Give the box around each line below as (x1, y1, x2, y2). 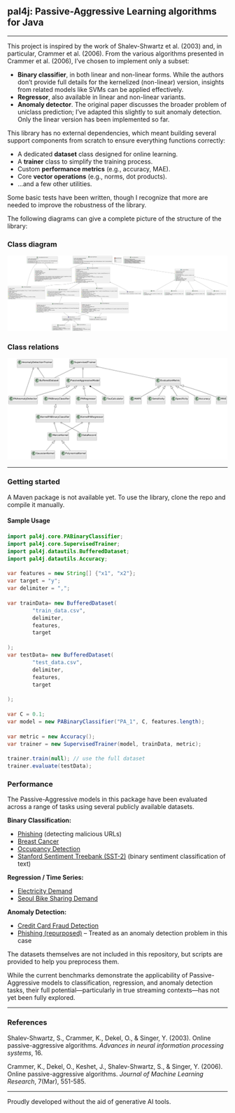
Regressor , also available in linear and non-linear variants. (17, 93, 186, 101)
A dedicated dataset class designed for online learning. (17, 150, 178, 158)
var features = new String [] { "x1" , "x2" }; (7, 570, 136, 577)
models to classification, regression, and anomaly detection (41, 979, 213, 987)
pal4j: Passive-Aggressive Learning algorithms (7, 6, 217, 18)
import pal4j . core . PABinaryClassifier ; (7, 533, 124, 540)
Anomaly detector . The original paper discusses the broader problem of (17, 100, 227, 108)
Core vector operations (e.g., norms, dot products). (17, 172, 168, 180)
